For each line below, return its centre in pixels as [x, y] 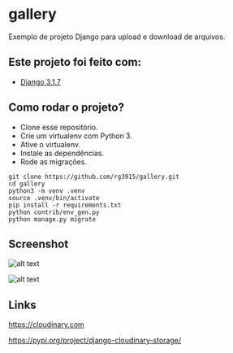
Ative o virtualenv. [50, 144]
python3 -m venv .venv [47, 191]
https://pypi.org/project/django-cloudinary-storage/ [95, 340]
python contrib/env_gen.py [54, 212]
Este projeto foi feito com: [75, 62]
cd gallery [27, 184]
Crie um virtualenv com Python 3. [76, 136]
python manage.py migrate [52, 219]
